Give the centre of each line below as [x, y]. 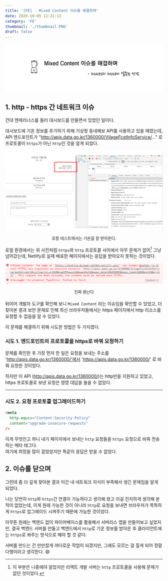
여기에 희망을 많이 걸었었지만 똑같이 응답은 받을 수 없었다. [61, 451]
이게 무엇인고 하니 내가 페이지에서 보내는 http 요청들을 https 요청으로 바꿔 [78, 439]
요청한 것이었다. [26, 365]
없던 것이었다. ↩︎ [28, 573]
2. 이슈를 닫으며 [28, 469]
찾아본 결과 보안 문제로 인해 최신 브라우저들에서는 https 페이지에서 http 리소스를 [83, 310]
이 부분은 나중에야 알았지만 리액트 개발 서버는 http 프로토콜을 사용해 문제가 [85, 567]
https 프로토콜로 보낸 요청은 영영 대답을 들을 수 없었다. [58, 382]
